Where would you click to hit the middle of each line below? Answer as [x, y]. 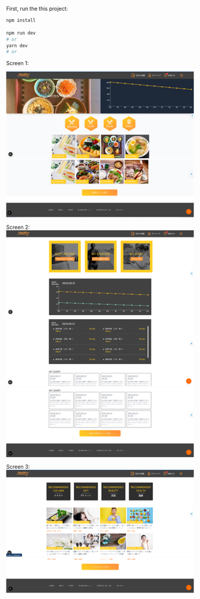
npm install [21, 20]
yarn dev [17, 45]
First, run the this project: [37, 9]
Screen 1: [18, 63]
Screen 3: [18, 467]
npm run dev [21, 33]
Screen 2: [18, 227]
